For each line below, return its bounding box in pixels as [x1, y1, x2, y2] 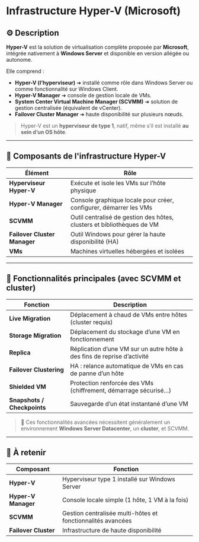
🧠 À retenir [6, 448, 46, 458]
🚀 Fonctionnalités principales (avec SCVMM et [6, 274, 181, 284]
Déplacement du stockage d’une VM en [70, 328, 180, 336]
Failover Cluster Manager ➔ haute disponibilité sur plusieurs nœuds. [14, 111, 184, 118]
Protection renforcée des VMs [70, 379, 154, 387]
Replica [9, 348, 31, 357]
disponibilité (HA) [70, 237, 120, 246]
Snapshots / [9, 396, 44, 404]
